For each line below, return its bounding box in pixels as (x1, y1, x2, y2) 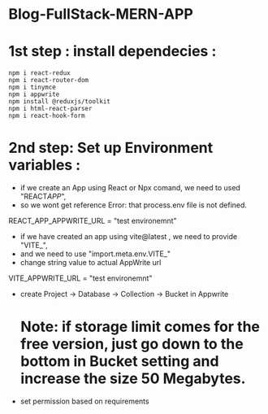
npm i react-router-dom (8, 76, 89, 85)
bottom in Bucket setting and (19, 352, 219, 371)
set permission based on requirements (19, 396, 149, 406)
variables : (8, 156, 81, 175)
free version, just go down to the (19, 335, 244, 354)
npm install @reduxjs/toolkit (8, 98, 111, 106)
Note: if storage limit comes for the (19, 318, 260, 336)
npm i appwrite (8, 90, 60, 98)
